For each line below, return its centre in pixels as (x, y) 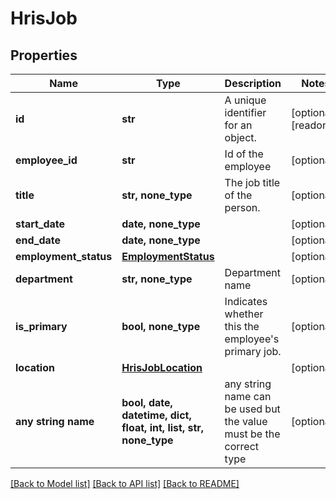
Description (253, 83)
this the (242, 326)
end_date (38, 240)
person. (242, 207)
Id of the (244, 154)
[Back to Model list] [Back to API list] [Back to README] (125, 483)
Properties (44, 55)
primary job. (253, 351)
